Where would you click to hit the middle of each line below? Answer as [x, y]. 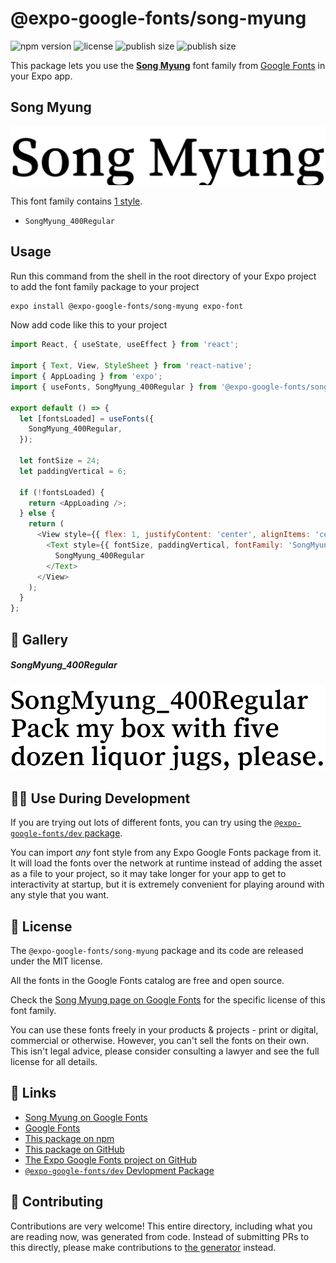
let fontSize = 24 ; [60, 461]
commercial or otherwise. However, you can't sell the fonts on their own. [159, 1040]
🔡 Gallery [39, 639]
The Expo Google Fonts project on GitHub [110, 1159]
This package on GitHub [74, 1149]
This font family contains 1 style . [76, 201]
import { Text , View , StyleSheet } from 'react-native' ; [131, 366]
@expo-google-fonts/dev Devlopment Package [119, 1170]
